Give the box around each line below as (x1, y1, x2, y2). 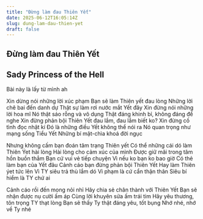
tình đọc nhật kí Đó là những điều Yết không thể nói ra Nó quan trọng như (6, 124, 191, 131)
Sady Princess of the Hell (6, 70, 105, 80)
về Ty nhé (6, 206, 32, 213)
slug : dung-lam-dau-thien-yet (6, 20, 84, 26)
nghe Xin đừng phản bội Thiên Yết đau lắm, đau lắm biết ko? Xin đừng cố (6, 117, 190, 124)
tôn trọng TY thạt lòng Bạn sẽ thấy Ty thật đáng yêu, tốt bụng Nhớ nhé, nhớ (6, 199, 196, 207)
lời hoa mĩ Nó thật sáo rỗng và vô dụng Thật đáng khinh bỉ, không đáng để (6, 111, 194, 118)
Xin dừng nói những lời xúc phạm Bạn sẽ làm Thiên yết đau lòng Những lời (6, 97, 193, 105)
